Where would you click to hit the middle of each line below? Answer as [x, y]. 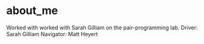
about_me [32, 11]
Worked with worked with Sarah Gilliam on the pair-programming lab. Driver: [102, 28]
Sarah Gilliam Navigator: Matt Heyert [52, 34]
